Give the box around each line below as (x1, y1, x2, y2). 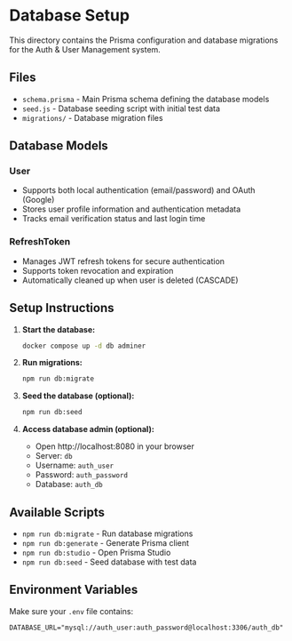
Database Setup (9, 5, 130, 26)
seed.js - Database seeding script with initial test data (21, 103, 220, 114)
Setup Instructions (9, 300, 114, 316)
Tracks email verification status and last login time (21, 213, 206, 224)
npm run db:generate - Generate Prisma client (21, 537, 189, 548)
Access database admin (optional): (21, 424, 155, 435)
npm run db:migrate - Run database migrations (21, 528, 193, 539)
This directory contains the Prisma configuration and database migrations (9, 35, 279, 45)
